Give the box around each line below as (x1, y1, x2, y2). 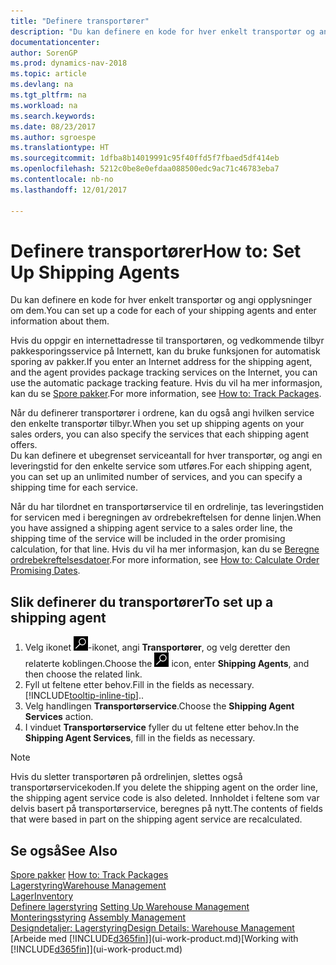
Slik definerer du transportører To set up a (10, 593, 274, 610)
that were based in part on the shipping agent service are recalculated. (10, 813, 303, 825)
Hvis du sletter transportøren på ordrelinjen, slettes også (10, 771, 243, 783)
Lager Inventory (10, 890, 74, 902)
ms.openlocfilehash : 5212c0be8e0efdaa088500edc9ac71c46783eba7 (10, 164, 280, 174)
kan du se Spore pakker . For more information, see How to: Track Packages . (10, 388, 322, 400)
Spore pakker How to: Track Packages (10, 869, 169, 881)
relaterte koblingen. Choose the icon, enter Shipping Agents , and (24, 658, 310, 670)
